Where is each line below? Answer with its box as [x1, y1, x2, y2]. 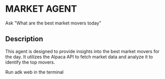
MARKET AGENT [5, 3, 77, 15]
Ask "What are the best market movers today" [5, 20, 102, 26]
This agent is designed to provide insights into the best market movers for [5, 48, 160, 54]
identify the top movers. [5, 59, 55, 65]
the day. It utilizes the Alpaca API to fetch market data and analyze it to [5, 54, 153, 60]
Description [5, 35, 43, 43]
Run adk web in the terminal [5, 69, 64, 75]
